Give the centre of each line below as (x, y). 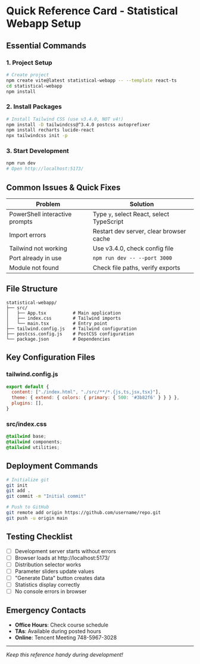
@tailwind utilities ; (33, 447)
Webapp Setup (44, 24)
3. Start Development (38, 151)
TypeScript (108, 222)
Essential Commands (46, 46)
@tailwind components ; (34, 442)
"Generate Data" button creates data (60, 578)
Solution (142, 204)
